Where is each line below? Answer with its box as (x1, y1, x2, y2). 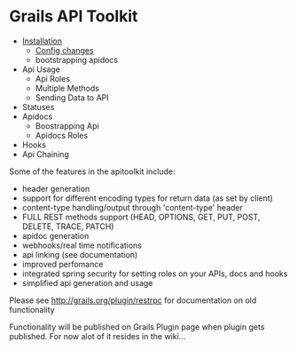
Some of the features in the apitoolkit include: (9, 166, 176, 177)
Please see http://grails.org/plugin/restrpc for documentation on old (9, 295, 257, 306)
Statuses (21, 101, 55, 112)
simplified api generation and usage (21, 277, 153, 288)
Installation (21, 36, 63, 46)
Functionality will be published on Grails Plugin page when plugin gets (9, 322, 265, 332)
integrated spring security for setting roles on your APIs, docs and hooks (21, 268, 288, 279)
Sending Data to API (35, 91, 109, 103)
